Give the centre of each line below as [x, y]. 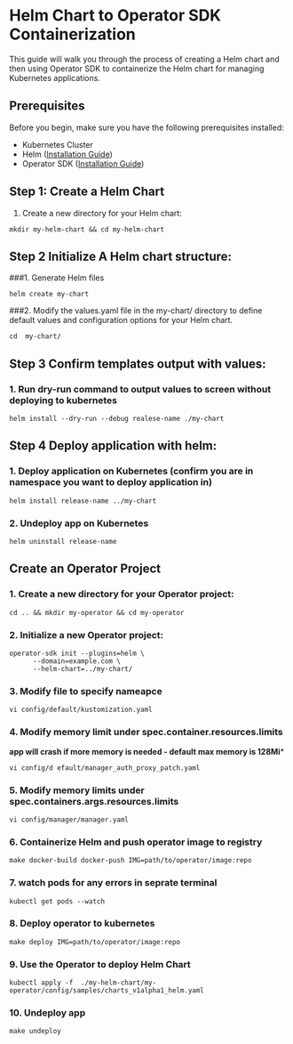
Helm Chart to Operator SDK [115, 16]
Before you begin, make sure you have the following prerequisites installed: [146, 127]
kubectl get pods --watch [57, 901]
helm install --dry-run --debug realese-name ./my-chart [117, 419]
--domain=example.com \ [77, 661]
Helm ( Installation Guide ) [67, 154]
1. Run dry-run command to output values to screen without [140, 389]
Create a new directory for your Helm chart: [102, 213]
